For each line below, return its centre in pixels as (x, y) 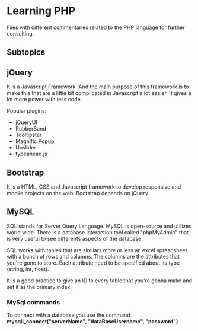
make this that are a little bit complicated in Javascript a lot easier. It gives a (99, 93)
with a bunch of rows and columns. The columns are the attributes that (93, 256)
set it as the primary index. (39, 287)
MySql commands (33, 302)
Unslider (25, 148)
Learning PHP (41, 11)
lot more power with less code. (44, 100)
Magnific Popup (35, 141)
